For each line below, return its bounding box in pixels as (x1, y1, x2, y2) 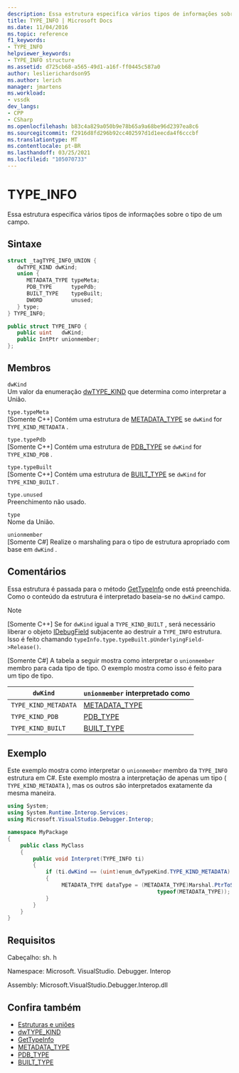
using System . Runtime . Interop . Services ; (7, 809, 129, 816)
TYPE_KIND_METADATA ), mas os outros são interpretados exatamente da (7, 781, 213, 790)
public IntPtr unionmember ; (16, 336, 100, 343)
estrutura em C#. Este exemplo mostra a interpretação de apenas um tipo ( (7, 774, 227, 782)
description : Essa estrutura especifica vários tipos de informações (7, 10, 218, 18)
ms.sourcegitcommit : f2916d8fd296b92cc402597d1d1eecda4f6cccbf (7, 129, 199, 137)
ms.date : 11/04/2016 (7, 23, 69, 31)
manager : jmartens (7, 83, 62, 90)
